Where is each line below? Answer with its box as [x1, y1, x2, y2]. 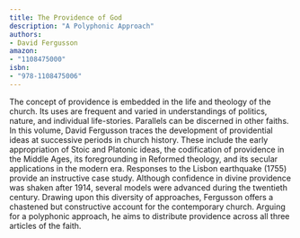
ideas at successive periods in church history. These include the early [9, 134, 269, 145]
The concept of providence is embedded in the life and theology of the [9, 96, 271, 107]
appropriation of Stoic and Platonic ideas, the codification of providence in [9, 144, 285, 154]
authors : [9, 30, 42, 39]
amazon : [9, 47, 39, 56]
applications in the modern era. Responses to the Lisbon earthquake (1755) [9, 163, 287, 173]
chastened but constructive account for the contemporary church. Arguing [9, 201, 286, 212]
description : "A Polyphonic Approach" [9, 22, 154, 31]
